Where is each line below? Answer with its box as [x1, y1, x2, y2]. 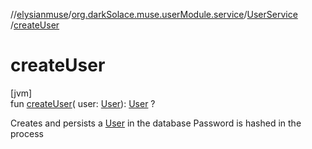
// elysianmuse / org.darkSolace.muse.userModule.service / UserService [10, 9, 298, 20]
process [10, 127, 44, 139]
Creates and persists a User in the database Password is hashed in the [10, 117, 302, 129]
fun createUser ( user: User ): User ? [10, 97, 156, 109]
